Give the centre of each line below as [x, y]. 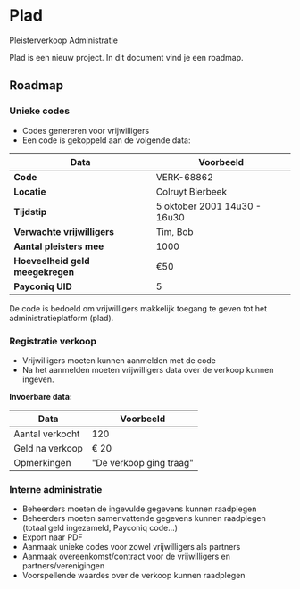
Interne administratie [56, 489]
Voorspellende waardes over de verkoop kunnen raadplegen [133, 576]
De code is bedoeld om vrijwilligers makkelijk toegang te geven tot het [138, 308]
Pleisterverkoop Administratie [64, 40]
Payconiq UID [43, 286]
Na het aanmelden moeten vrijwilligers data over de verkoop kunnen [148, 369]
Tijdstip [30, 212]
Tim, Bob [175, 231]
